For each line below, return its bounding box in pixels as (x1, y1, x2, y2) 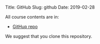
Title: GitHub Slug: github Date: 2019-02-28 (5, 4, 95, 10)
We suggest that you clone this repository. (5, 33, 92, 39)
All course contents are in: (5, 14, 59, 19)
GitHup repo (12, 23, 38, 29)
